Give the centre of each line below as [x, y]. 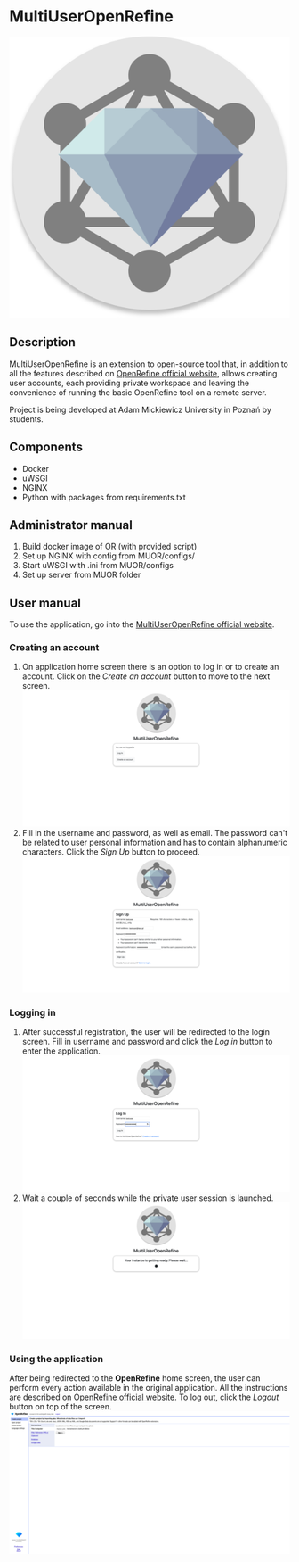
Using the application [57, 1360]
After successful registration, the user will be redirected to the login [145, 1032]
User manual [45, 603]
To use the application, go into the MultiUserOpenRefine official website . [142, 624]
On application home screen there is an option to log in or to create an [150, 667]
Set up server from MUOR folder [81, 575]
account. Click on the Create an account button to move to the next [146, 676]
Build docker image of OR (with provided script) [109, 547]
